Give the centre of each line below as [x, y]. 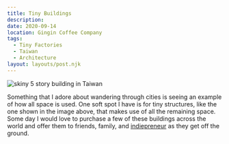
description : [26, 20]
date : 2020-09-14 [32, 26]
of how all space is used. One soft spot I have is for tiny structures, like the [112, 104]
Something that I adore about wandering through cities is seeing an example [114, 97]
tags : [15, 39]
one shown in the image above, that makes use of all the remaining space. [111, 111]
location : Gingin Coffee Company [55, 32]
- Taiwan [26, 52]
